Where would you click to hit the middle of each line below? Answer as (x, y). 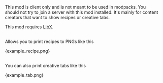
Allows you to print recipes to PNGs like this (49, 41)
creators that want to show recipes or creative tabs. (57, 17)
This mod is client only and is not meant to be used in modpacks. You (76, 7)
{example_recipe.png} (28, 51)
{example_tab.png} (24, 75)
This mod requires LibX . (29, 27)
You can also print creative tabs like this (46, 66)
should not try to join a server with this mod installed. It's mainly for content (82, 12)
